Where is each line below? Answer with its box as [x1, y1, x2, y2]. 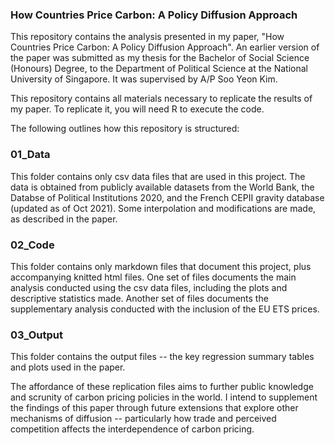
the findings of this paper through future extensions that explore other [10, 402, 299, 414]
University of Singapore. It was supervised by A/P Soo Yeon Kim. [10, 73, 278, 85]
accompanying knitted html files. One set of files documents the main [10, 271, 297, 283]
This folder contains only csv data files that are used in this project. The [10, 170, 306, 182]
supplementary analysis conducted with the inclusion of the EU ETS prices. [10, 303, 320, 315]
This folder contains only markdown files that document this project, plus [10, 260, 312, 272]
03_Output [10, 328, 64, 342]
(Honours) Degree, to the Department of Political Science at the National [10, 63, 308, 75]
